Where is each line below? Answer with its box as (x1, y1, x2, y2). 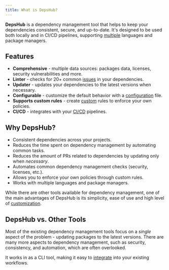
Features (5, 52, 34, 61)
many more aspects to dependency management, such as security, (5, 239, 146, 246)
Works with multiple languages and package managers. (12, 180, 129, 186)
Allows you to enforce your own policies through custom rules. (12, 174, 144, 180)
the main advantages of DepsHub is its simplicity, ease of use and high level (5, 195, 164, 201)
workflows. (5, 260, 29, 266)
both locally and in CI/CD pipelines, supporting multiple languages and (5, 32, 153, 38)
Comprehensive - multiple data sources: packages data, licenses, (12, 65, 151, 71)
